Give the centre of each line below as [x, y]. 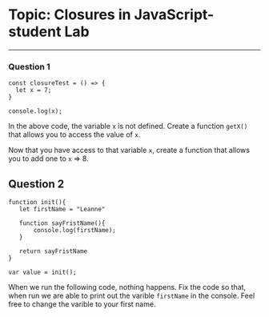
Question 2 [36, 184]
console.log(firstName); [74, 231]
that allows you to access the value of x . [74, 134]
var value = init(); [43, 273]
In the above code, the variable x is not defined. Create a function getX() [128, 126]
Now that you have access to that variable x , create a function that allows [129, 150]
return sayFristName [53, 251]
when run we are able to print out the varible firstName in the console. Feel [132, 296]
